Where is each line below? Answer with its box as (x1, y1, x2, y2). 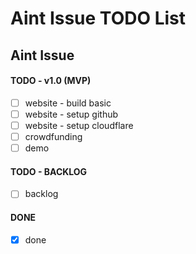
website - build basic (24, 97, 112, 109)
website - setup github (24, 108, 119, 120)
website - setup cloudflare (24, 119, 134, 131)
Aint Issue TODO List (10, 7, 186, 30)
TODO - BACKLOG (10, 165, 88, 177)
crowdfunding (24, 130, 83, 142)
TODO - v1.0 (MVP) (10, 75, 92, 87)
